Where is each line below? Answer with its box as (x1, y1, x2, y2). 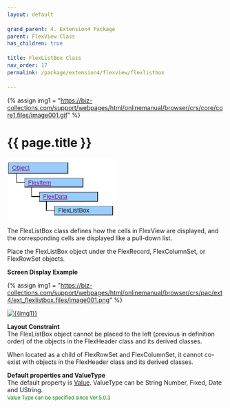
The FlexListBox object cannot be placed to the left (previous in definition (7, 330, 215, 339)
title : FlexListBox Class (7, 55, 81, 62)
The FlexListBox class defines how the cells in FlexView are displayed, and (7, 227, 219, 235)
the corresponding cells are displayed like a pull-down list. (7, 234, 173, 242)
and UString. (7, 386, 43, 394)
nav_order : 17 (7, 62, 48, 69)
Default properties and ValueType (7, 372, 105, 380)
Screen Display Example (7, 268, 78, 277)
